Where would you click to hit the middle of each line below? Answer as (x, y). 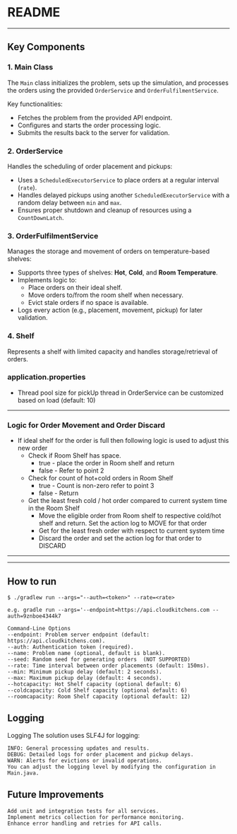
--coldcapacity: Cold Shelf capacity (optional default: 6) (98, 690)
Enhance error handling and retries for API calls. (85, 823)
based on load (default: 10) (56, 400)
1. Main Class (30, 67)
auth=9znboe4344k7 (34, 616)
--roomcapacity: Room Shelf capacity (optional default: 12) (99, 696)
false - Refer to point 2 (71, 470)
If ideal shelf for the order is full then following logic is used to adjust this (123, 441)
